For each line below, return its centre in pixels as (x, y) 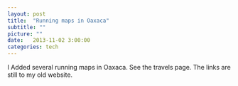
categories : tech (33, 47)
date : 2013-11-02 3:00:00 (49, 41)
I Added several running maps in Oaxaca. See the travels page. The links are (119, 67)
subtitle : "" (27, 27)
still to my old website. (40, 75)
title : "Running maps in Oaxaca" (59, 21)
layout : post (27, 14)
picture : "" (25, 34)
